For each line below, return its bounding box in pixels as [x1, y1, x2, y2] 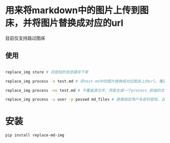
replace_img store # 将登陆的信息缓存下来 [5, 69, 89, 75]
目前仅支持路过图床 [5, 35, 46, 41]
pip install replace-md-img [5, 133, 65, 138]
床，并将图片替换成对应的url [5, 17, 123, 29]
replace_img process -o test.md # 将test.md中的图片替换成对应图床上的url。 [5, 79, 159, 84]
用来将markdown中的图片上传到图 [5, 5, 149, 16]
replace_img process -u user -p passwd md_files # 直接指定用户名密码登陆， [5, 97, 162, 102]
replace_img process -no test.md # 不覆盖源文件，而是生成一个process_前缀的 [5, 88, 161, 93]
